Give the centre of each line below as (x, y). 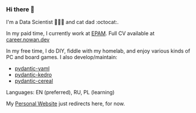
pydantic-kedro (33, 75)
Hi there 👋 (21, 9)
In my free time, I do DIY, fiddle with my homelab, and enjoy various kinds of (98, 51)
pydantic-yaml (32, 69)
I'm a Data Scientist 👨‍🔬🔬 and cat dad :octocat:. (62, 22)
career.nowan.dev (28, 40)
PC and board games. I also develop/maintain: (62, 57)
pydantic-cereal (34, 81)
